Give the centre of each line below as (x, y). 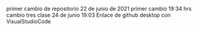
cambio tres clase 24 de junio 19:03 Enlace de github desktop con (89, 15)
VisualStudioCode (29, 21)
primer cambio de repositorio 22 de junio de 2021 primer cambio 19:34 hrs (99, 9)
